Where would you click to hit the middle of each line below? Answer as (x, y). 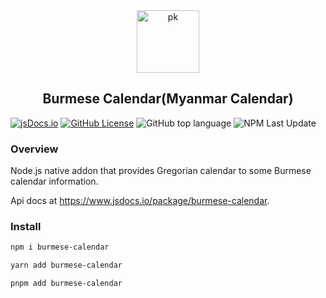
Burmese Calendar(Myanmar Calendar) (168, 99)
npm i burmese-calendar (60, 247)
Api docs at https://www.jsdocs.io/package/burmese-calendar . (140, 201)
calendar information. (54, 181)
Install (26, 227)
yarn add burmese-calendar (66, 265)
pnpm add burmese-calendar (66, 284)
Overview (34, 149)
